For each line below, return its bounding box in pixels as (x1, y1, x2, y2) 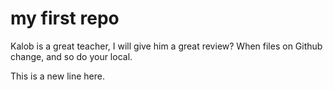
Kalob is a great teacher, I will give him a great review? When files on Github (10, 40, 323, 52)
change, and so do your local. (10, 50, 133, 62)
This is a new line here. (10, 70, 105, 82)
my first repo (10, 7, 120, 30)
